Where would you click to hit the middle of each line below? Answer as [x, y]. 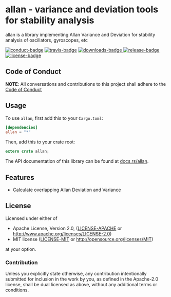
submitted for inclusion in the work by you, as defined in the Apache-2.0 [82, 279]
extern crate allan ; [27, 152]
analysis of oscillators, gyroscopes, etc [47, 40]
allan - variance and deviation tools [82, 10]
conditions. [17, 290]
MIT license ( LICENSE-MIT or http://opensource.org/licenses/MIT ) [83, 239]
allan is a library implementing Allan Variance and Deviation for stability [80, 34]
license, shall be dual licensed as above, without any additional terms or [81, 285]
